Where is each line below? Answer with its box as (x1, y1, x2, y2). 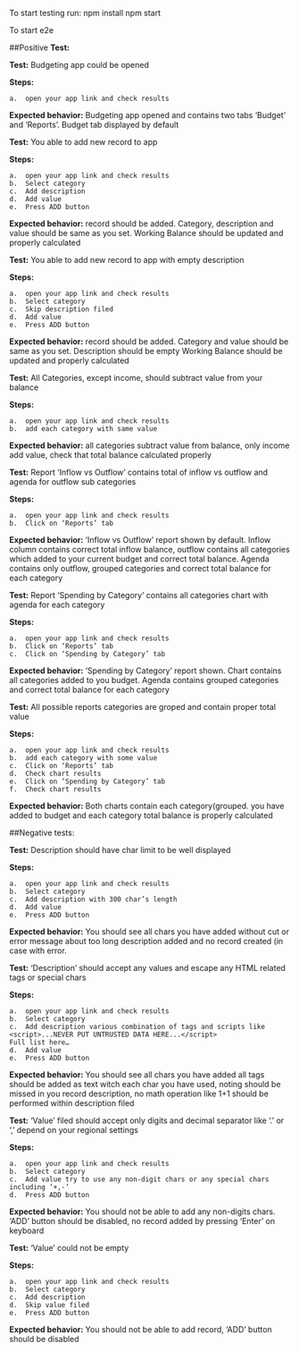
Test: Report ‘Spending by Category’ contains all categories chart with (9, 590, 269, 600)
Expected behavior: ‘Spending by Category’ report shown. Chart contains (9, 665, 282, 676)
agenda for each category (9, 599, 105, 610)
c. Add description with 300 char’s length (9, 895, 178, 904)
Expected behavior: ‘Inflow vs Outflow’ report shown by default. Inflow (9, 535, 271, 545)
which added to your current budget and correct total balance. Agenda (9, 553, 270, 564)
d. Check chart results (9, 769, 102, 778)
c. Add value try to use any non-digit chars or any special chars (9, 1175, 270, 1184)
